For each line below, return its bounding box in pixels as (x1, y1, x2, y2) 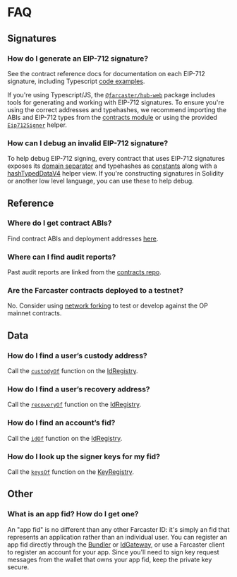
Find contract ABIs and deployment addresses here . (7, 234, 159, 243)
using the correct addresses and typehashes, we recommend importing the (7, 105, 227, 114)
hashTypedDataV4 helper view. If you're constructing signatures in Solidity (7, 169, 224, 178)
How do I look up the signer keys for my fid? (7, 451, 161, 461)
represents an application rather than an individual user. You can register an (7, 533, 228, 541)
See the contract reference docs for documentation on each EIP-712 (7, 69, 206, 78)
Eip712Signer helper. (7, 121, 67, 129)
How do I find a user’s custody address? (7, 351, 147, 360)
